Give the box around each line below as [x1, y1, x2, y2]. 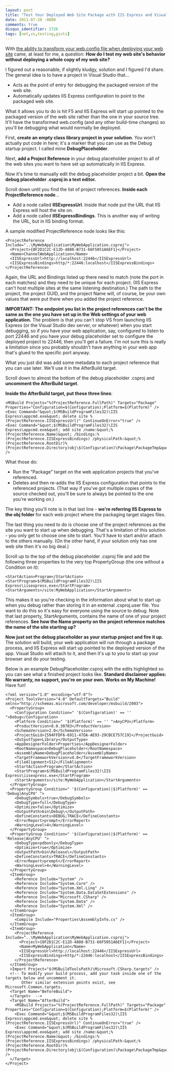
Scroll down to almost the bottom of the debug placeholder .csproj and [5, 375, 155, 381]
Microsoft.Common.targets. [5, 985, 63, 990]
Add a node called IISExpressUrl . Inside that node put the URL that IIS [12, 202, 161, 208]
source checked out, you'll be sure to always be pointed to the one [12, 491, 154, 497]
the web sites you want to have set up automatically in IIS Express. [5, 161, 146, 167]
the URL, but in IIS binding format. [12, 218, 84, 224]
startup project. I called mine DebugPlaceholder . [5, 146, 109, 152]
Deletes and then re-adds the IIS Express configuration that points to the [12, 480, 166, 486]
